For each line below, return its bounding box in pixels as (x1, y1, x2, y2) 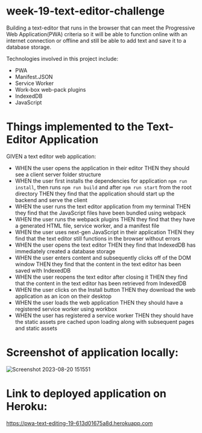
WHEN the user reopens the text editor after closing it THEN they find (14, 273, 188, 280)
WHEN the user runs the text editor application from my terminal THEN (14, 203, 191, 210)
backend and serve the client (14, 196, 87, 203)
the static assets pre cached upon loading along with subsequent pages (14, 318, 195, 325)
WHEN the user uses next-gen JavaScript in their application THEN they (14, 228, 195, 236)
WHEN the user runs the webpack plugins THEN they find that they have (14, 215, 195, 223)
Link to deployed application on (6, 387, 167, 400)
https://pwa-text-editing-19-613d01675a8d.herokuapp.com (6, 419, 153, 426)
